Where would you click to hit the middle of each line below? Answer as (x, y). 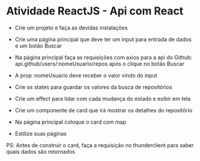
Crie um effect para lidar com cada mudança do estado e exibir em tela (103, 99)
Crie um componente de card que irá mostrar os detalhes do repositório (104, 110)
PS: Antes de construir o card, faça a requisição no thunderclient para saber (100, 145)
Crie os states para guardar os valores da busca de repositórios (93, 87)
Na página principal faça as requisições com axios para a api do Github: (104, 57)
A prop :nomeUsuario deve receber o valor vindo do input (86, 75)
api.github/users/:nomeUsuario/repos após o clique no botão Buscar (99, 64)
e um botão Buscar (38, 46)
